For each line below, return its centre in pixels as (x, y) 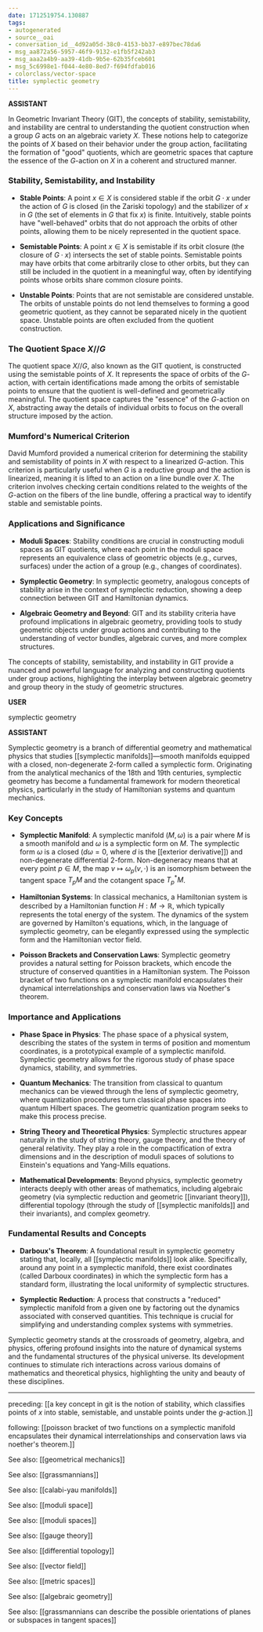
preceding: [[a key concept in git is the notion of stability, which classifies (126, 1403)
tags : (17, 23)
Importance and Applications (65, 1017)
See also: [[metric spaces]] (52, 1581)
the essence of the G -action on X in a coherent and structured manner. (122, 160)
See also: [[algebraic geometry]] (61, 1596)
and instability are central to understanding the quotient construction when (129, 127)
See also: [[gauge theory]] (50, 1535)
